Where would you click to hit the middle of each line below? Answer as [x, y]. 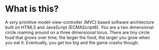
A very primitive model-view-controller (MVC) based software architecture [80, 22]
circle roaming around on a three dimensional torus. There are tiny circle [77, 32]
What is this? [32, 9]
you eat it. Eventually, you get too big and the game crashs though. [72, 42]
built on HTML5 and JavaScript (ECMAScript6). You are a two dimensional [79, 27]
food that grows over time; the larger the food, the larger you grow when [78, 37]
